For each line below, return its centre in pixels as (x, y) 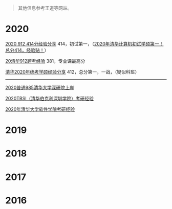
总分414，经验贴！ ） (27, 50)
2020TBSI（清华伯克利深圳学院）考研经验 (49, 98)
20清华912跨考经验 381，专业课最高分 (45, 61)
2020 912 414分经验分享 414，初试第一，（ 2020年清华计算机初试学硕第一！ (84, 43)
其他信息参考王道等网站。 (45, 8)
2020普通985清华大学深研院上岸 (40, 87)
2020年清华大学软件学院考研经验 (40, 109)
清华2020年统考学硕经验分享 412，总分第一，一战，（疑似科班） (72, 72)
